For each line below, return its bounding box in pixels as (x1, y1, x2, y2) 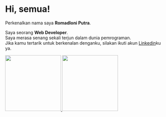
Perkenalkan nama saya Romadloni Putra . (5, 20, 91, 26)
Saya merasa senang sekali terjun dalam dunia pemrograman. (5, 35, 131, 41)
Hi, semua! (5, 3, 51, 15)
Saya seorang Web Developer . (5, 29, 68, 35)
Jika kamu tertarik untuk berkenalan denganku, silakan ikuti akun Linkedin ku (5, 40, 161, 46)
